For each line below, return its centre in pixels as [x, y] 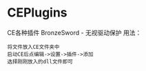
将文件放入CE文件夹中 [33, 47]
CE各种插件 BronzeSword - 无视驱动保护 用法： [74, 32]
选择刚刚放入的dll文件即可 [40, 61]
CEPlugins [37, 13]
